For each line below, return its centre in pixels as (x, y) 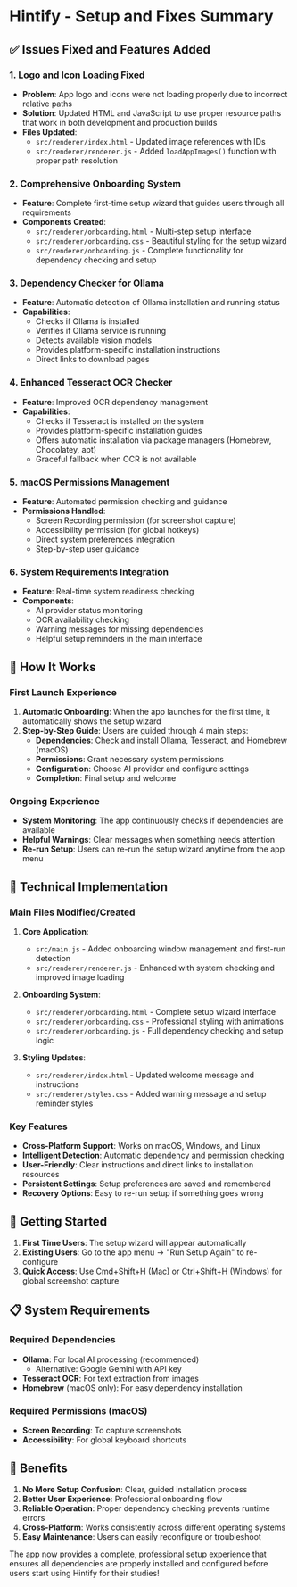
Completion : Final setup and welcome (106, 778)
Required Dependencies (62, 1340)
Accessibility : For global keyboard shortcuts (104, 1440)
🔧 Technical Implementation (88, 887)
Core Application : (55, 932)
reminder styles (64, 1103)
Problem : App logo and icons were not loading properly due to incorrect (155, 94)
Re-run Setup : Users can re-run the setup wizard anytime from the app (153, 849)
